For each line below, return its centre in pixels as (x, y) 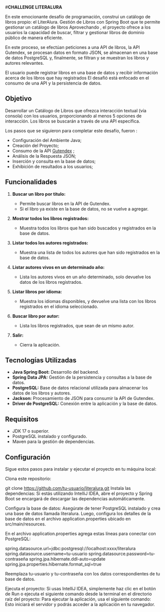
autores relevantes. (25, 63)
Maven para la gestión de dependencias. (53, 441)
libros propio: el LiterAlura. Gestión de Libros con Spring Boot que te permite (83, 22)
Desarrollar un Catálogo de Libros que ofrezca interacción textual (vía (76, 110)
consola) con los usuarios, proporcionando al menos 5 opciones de (73, 116)
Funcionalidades (31, 182)
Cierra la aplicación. (40, 345)
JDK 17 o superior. (31, 431)
